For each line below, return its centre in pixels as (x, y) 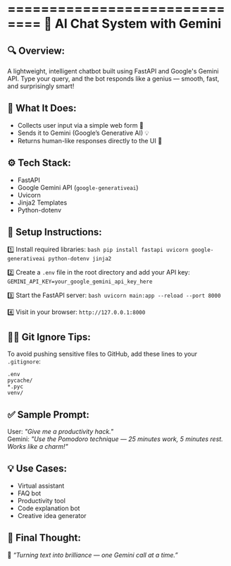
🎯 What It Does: (42, 108)
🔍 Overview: (36, 50)
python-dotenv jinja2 (80, 259)
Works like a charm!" (38, 447)
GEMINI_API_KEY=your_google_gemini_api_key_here (80, 282)
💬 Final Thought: (44, 538)
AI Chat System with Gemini (138, 24)
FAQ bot (29, 493)
